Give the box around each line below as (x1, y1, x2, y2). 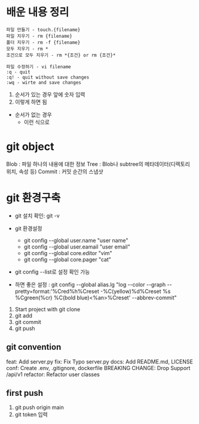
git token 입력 (14, 411, 48, 418)
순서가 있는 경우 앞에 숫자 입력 (14, 90, 85, 98)
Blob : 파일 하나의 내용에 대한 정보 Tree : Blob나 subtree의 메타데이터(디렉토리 (6, 160, 190, 168)
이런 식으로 (23, 118, 50, 126)
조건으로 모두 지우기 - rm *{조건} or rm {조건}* (6, 52, 116, 58)
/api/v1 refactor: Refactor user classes (6, 371, 100, 378)
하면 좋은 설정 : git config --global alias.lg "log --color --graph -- (14, 281, 172, 288)
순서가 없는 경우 (14, 111, 52, 118)
